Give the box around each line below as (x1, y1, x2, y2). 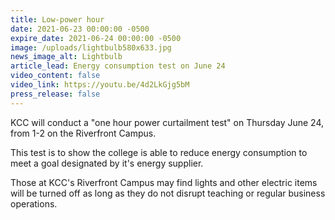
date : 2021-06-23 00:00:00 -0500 (10, 24, 150, 34)
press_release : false (10, 89, 101, 99)
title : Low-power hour (10, 14, 105, 25)
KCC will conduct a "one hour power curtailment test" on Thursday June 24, (10, 116, 325, 128)
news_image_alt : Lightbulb (10, 52, 123, 62)
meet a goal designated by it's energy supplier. (10, 157, 204, 169)
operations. (10, 197, 58, 210)
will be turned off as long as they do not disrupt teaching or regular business (10, 187, 326, 199)
